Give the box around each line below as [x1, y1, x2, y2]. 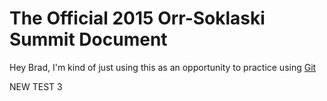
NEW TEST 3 [9, 80, 63, 92]
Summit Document [9, 28, 168, 51]
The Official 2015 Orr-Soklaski [9, 7, 266, 30]
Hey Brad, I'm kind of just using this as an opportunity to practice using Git [9, 61, 317, 73]
